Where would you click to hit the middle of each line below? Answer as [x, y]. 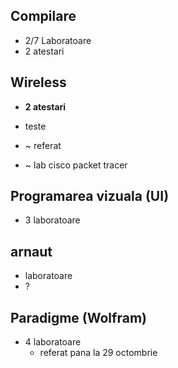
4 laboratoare [53, 342]
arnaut [31, 251]
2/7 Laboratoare [58, 40]
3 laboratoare [52, 220]
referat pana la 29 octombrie [98, 353]
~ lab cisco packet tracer [76, 165]
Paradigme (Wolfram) [78, 317]
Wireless [38, 82]
